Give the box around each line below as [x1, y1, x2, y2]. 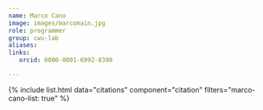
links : [8, 49, 30, 57]
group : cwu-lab [8, 33, 59, 42]
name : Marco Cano [8, 11, 67, 20]
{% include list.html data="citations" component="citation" [8, 84, 203, 94]
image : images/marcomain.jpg [8, 19, 106, 27]
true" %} [41, 93, 71, 103]
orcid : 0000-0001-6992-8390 [18, 57, 113, 65]
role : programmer [8, 26, 67, 34]
